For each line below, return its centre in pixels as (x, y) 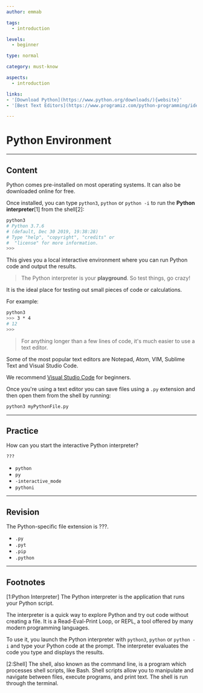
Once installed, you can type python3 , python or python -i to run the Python (101, 203)
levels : (16, 39)
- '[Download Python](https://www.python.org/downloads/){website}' (94, 100)
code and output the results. (41, 266)
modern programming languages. (48, 627)
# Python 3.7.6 (25, 226)
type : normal (23, 56)
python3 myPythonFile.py (37, 406)
